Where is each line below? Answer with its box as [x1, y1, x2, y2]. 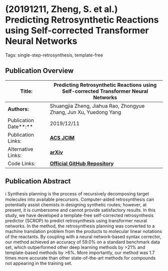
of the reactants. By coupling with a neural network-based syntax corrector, [5, 233, 161, 239]
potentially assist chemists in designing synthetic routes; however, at [5, 201, 147, 207]
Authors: [7, 105, 29, 112]
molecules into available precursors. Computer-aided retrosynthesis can [5, 196, 154, 202]
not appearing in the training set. [5, 260, 72, 266]
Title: [19, 88, 32, 95]
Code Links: [7, 160, 36, 167]
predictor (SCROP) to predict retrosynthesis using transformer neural [5, 217, 147, 223]
